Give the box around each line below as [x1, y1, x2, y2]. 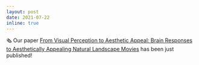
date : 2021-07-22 [6, 14, 50, 20]
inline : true [6, 20, 39, 26]
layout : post [6, 8, 39, 15]
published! [6, 52, 33, 59]
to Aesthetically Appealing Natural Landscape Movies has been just [6, 46, 174, 53]
